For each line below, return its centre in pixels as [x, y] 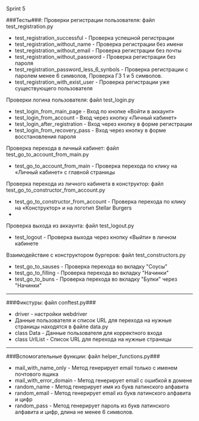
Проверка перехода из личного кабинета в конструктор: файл [85, 184]
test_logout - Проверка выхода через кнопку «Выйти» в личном [95, 237]
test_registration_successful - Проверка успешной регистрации [94, 38]
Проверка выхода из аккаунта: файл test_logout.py [70, 226]
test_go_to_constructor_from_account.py [56, 190]
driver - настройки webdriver [51, 314]
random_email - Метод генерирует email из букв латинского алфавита [103, 393]
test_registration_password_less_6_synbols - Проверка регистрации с [101, 69]
